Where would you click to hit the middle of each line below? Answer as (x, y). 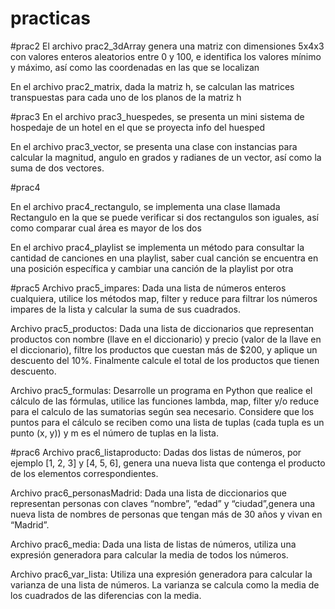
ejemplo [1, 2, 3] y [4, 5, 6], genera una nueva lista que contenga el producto (168, 463)
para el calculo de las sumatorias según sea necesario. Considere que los (162, 411)
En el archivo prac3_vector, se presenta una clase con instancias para (154, 146)
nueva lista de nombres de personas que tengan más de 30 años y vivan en (166, 514)
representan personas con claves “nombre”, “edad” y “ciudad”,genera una (163, 503)
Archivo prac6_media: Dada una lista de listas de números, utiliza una (153, 544)
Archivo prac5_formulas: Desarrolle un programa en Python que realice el (161, 390)
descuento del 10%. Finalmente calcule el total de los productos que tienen (165, 360)
